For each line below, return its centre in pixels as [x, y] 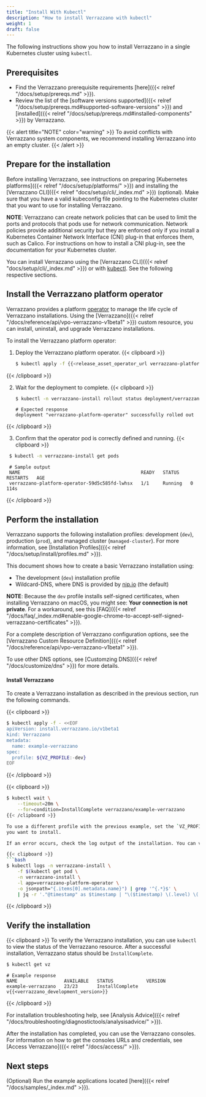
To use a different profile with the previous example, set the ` [93, 826]
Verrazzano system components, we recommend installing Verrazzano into [101, 138]
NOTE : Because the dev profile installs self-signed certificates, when [93, 596]
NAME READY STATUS [94, 473]
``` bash [16, 860]
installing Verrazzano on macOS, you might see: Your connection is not [97, 603]
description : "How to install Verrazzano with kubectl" [79, 18]
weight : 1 [19, 23]
